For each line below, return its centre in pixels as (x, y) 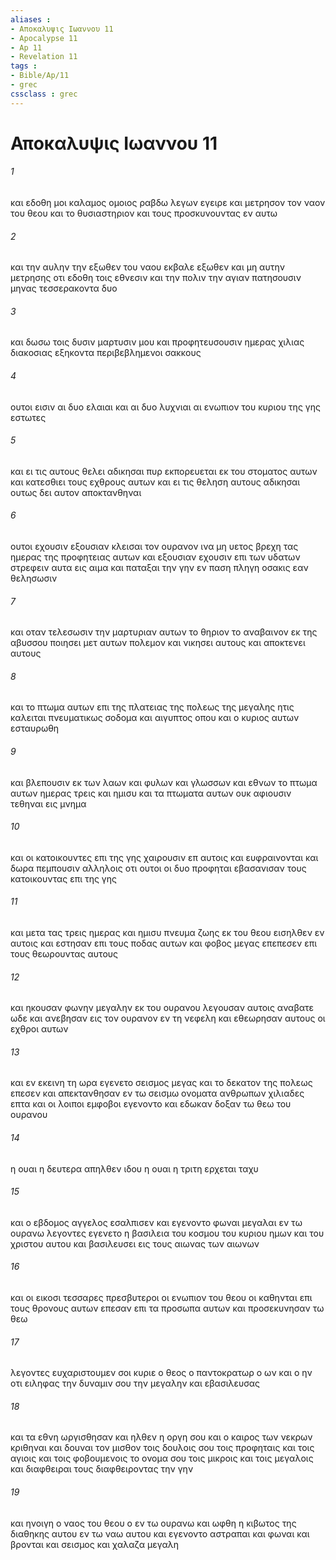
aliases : (31, 19)
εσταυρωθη (35, 728)
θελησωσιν (34, 578)
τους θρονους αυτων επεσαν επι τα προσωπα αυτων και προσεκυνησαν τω (167, 1308)
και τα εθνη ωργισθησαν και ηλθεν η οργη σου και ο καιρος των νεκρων (161, 1437)
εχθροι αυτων (39, 1029)
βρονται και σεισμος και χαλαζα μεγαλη (95, 1544)
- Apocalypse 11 (44, 38)
